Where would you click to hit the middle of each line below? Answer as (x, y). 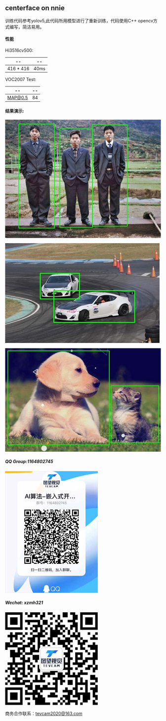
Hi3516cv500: (19, 50)
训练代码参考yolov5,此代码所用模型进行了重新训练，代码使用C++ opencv (79, 21)
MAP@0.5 (18, 98)
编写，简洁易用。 (27, 27)
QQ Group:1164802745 (29, 462)
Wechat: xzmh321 (24, 603)
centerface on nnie (35, 8)
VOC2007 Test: (21, 80)
